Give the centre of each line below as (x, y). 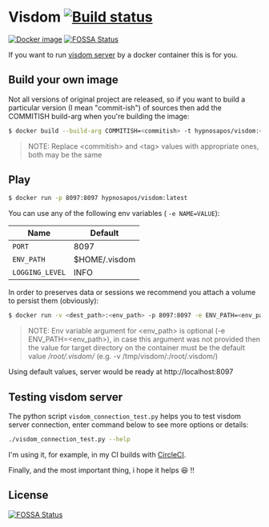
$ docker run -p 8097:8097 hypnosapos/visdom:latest (98, 198)
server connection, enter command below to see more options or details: (128, 425)
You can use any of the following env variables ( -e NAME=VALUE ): (114, 214)
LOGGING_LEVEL (39, 273)
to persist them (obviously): (54, 301)
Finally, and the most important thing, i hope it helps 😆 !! (101, 470)
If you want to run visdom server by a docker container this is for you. (123, 54)
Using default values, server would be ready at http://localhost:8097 (121, 372)
